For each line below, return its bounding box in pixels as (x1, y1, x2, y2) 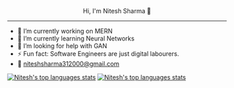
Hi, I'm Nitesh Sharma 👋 (83, 7, 151, 15)
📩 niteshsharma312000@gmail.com (17, 59, 120, 68)
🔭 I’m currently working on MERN (17, 27, 113, 35)
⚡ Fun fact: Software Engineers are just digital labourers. (17, 50, 180, 58)
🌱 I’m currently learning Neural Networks (17, 34, 134, 43)
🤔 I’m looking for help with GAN (17, 42, 107, 50)
